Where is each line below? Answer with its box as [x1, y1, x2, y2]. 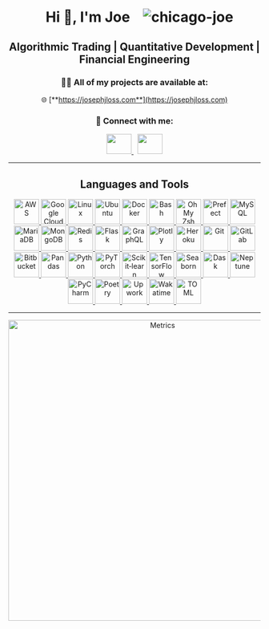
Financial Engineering [78, 52, 191, 66]
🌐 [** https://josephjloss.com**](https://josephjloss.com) [41, 95, 228, 104]
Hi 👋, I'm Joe [45, 8, 130, 26]
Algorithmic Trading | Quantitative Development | [9, 40, 260, 54]
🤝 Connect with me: [95, 115, 174, 126]
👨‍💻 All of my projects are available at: [61, 76, 208, 87]
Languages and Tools [79, 177, 190, 191]
